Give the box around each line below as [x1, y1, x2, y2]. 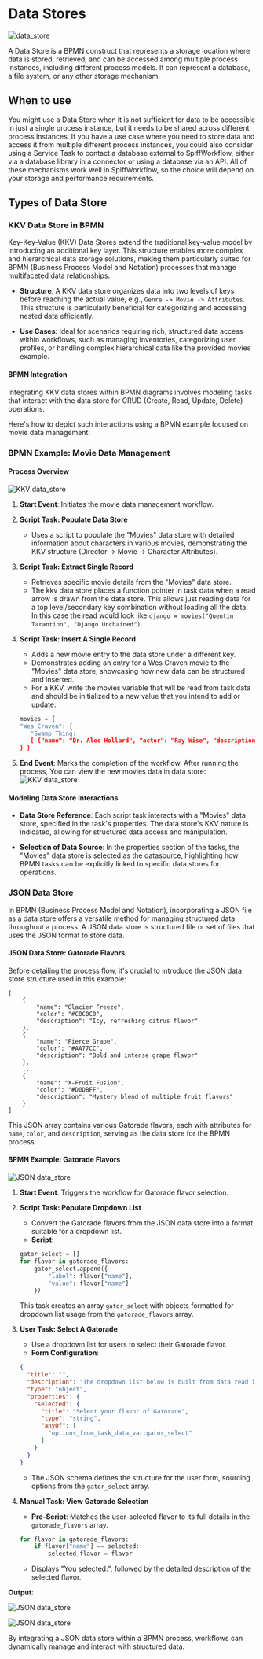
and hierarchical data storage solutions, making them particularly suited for [8, 254, 251, 264]
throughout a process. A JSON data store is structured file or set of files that [8, 922, 255, 931]
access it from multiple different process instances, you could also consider [8, 139, 254, 150]
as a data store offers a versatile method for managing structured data [8, 914, 236, 923]
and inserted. [31, 674, 75, 684]
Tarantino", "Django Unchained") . [31, 619, 143, 628]
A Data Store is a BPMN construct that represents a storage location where [8, 46, 250, 55]
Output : [8, 1587, 34, 1598]
